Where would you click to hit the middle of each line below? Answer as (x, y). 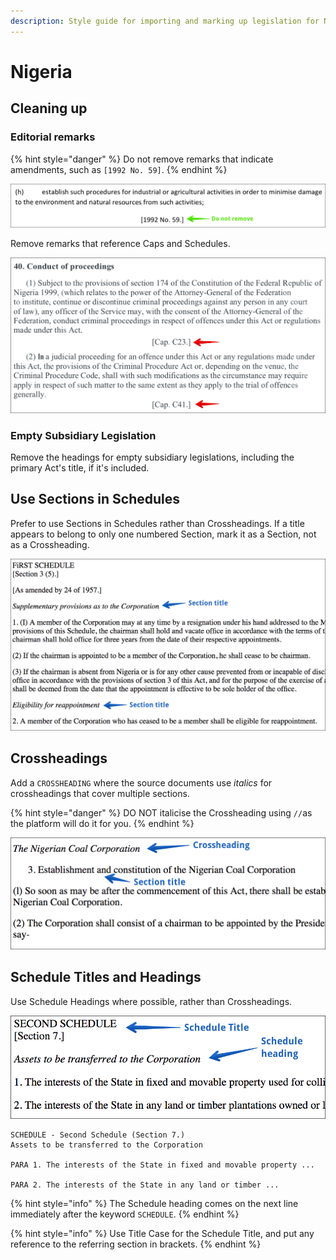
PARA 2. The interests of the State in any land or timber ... (145, 1185)
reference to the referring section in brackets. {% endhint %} (136, 1244)
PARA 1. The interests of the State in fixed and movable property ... (162, 1165)
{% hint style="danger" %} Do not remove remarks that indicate (142, 159)
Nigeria (41, 71)
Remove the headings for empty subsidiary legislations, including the (152, 457)
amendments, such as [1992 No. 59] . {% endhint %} (119, 169)
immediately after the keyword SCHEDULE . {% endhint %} (125, 1214)
